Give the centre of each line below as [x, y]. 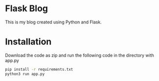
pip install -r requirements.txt [39, 69]
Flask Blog [26, 9]
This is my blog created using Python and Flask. [53, 22]
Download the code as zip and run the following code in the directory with [79, 55]
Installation [28, 42]
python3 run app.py [25, 74]
